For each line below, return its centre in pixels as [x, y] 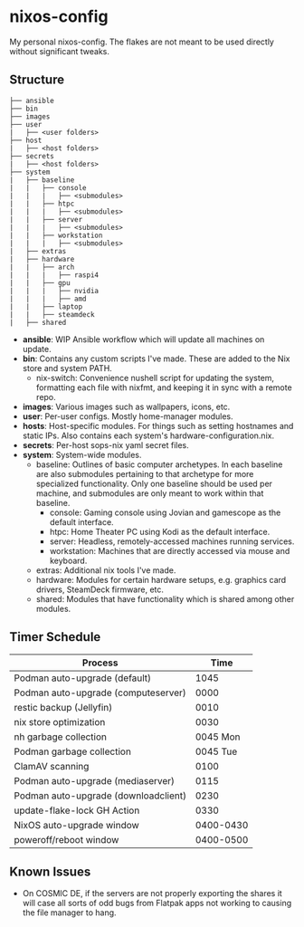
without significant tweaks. [60, 51]
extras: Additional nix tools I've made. [106, 570]
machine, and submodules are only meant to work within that [150, 493]
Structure [37, 80]
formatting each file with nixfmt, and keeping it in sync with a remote [164, 387]
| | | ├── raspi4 [54, 275]
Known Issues [50, 871]
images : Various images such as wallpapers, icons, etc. [126, 406]
